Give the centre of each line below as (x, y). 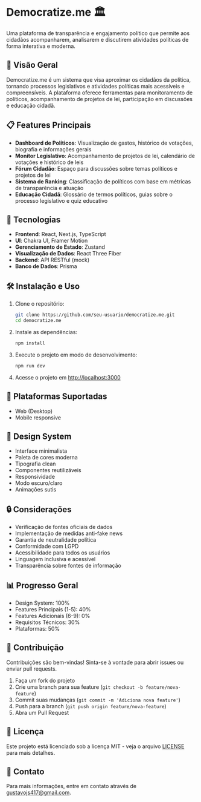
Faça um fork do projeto (45, 680)
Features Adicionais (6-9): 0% (53, 616)
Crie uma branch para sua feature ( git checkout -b (79, 687)
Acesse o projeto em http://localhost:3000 (68, 377)
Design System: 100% (42, 603)
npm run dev (30, 366)
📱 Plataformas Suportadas (57, 397)
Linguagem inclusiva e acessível (55, 559)
